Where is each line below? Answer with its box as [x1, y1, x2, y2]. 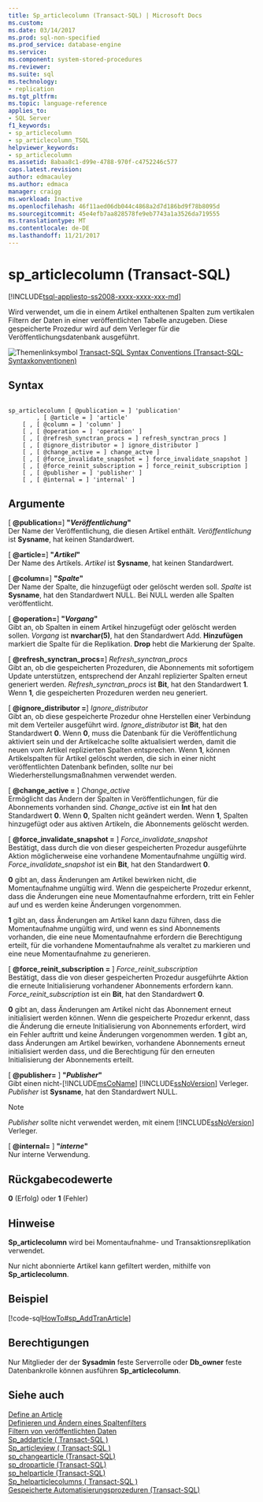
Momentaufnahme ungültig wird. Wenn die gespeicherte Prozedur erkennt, [8, 883, 252, 893]
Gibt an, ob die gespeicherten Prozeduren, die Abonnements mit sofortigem [8, 663, 254, 672]
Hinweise [8, 1216, 55, 1230]
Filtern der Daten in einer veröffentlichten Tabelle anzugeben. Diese [8, 315, 228, 324]
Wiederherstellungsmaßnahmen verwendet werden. [8, 770, 177, 780]
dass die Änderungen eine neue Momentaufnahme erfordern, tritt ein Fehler [8, 892, 254, 901]
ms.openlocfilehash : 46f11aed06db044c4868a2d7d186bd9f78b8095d [8, 202, 220, 210]
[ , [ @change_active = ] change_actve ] [22, 448, 160, 456]
